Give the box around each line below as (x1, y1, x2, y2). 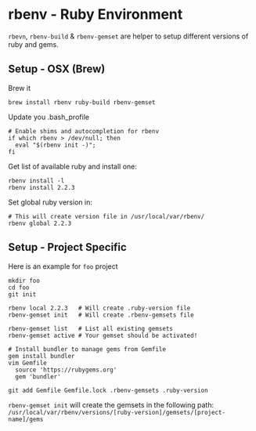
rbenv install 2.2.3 (8, 183, 76, 191)
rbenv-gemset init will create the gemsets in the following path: (8, 400, 214, 409)
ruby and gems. (8, 39, 59, 49)
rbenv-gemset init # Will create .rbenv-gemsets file (8, 311, 194, 319)
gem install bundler (8, 352, 76, 360)
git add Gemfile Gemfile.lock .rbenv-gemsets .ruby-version (8, 386, 209, 394)
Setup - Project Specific (8, 241, 127, 254)
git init (8, 290, 37, 299)
